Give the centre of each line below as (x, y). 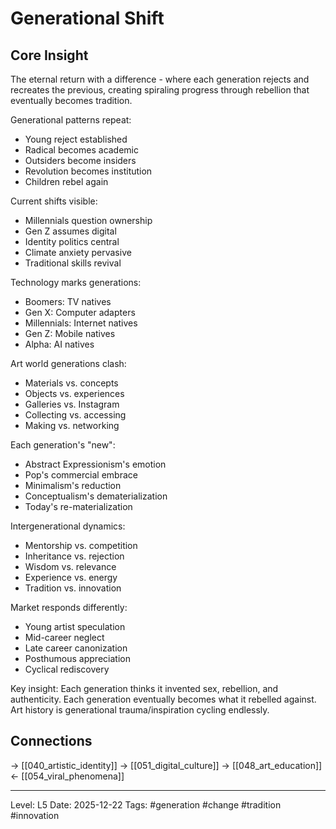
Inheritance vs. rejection (74, 556)
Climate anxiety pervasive (78, 252)
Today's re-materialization (78, 506)
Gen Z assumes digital (70, 231)
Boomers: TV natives (68, 301)
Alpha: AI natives (59, 344)
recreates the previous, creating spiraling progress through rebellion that (160, 90)
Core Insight (49, 55)
